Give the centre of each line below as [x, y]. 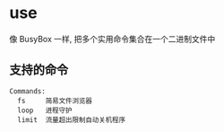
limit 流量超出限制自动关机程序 [72, 119]
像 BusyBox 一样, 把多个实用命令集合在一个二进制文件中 [112, 39]
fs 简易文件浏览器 [55, 101]
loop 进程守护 [45, 110]
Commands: [28, 91]
